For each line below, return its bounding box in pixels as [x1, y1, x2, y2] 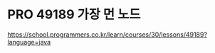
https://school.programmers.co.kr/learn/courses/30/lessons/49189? [7, 30, 208, 39]
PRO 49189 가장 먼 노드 [7, 6, 141, 23]
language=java [7, 37, 51, 46]
